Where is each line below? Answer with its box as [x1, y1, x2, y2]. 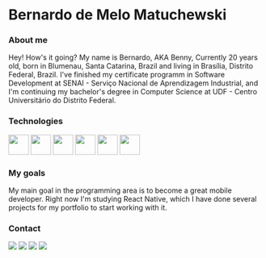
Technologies [8, 115, 63, 127]
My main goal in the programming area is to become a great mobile [8, 185, 232, 195]
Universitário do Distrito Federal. [8, 95, 116, 106]
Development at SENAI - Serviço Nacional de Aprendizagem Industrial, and [8, 78, 259, 88]
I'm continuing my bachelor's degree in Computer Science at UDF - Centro [8, 87, 257, 97]
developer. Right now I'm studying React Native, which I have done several [8, 194, 257, 204]
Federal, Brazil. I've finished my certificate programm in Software [8, 70, 225, 80]
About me [8, 35, 49, 46]
